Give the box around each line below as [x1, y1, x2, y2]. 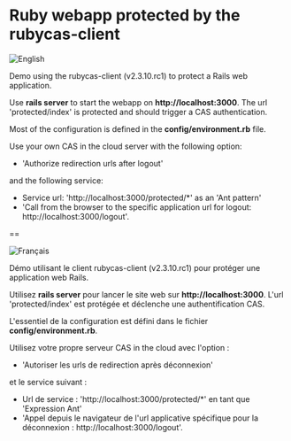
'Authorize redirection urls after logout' [21, 158, 164, 168]
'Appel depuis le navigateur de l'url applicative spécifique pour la [21, 413, 259, 423]
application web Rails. [9, 272, 89, 282]
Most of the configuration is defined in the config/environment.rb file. [9, 123, 267, 134]
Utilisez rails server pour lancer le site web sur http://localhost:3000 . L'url [9, 289, 284, 299]
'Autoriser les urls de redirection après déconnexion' [21, 360, 214, 370]
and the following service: [9, 174, 103, 186]
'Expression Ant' [21, 403, 82, 414]
